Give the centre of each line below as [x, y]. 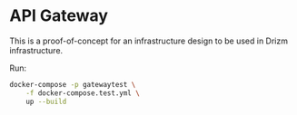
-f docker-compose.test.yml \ [83, 93]
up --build [46, 101]
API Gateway [59, 16]
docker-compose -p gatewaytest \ [73, 84]
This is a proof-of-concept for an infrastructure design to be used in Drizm [149, 41]
